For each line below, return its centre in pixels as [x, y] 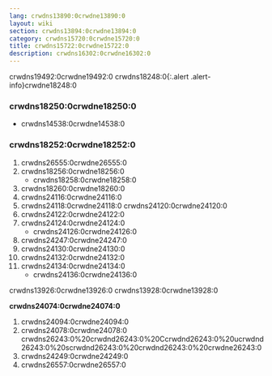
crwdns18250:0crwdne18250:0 [73, 106]
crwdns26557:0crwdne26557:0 [73, 365]
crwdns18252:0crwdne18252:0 [72, 145]
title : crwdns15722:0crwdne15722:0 [69, 46]
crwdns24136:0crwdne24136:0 [85, 274]
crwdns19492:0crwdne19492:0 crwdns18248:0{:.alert [99, 77]
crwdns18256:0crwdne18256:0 [72, 171]
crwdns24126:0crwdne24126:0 [85, 231]
